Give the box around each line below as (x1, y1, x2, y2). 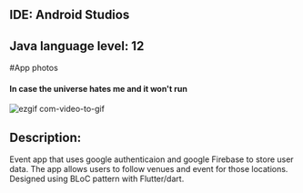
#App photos (9, 63, 59, 74)
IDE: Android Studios (9, 7, 130, 23)
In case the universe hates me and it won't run (9, 83, 188, 94)
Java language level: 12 (9, 38, 145, 54)
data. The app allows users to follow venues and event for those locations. (9, 164, 288, 175)
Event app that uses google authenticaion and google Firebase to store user (9, 154, 294, 165)
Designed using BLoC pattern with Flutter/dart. (9, 173, 185, 185)
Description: (9, 129, 82, 145)
